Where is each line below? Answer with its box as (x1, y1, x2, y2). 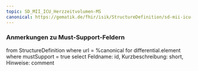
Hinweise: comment (6, 59, 55, 66)
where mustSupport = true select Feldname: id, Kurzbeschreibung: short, (6, 53, 184, 60)
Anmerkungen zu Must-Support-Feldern (6, 33, 125, 42)
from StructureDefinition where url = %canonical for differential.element (6, 46, 181, 53)
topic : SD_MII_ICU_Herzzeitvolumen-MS (6, 8, 101, 15)
